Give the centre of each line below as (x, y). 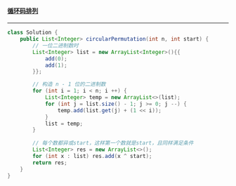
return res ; (50, 162)
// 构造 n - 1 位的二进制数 (69, 84)
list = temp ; (64, 124)
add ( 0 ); (56, 59)
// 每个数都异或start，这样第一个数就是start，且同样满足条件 (113, 143)
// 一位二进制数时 (55, 46)
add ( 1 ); (56, 65)
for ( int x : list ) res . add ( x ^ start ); (92, 156)
